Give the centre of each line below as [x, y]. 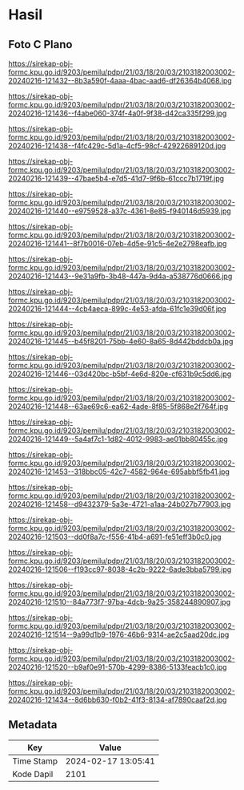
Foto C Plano [40, 45]
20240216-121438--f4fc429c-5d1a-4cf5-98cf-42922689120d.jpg [117, 146]
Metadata [33, 725]
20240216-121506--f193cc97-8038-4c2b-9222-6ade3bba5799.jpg [120, 569]
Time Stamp [35, 761]
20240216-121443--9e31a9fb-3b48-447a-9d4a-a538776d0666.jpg [120, 276]
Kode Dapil [33, 774]
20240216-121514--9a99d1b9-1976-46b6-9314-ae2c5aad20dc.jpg [119, 634]
